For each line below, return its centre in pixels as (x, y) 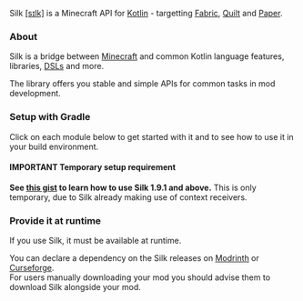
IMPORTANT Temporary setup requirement (92, 167)
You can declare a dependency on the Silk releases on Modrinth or (134, 258)
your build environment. (54, 146)
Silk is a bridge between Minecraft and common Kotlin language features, (147, 56)
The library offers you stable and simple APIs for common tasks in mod (142, 84)
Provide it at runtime (56, 220)
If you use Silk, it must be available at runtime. (96, 241)
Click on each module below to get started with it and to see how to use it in (151, 136)
